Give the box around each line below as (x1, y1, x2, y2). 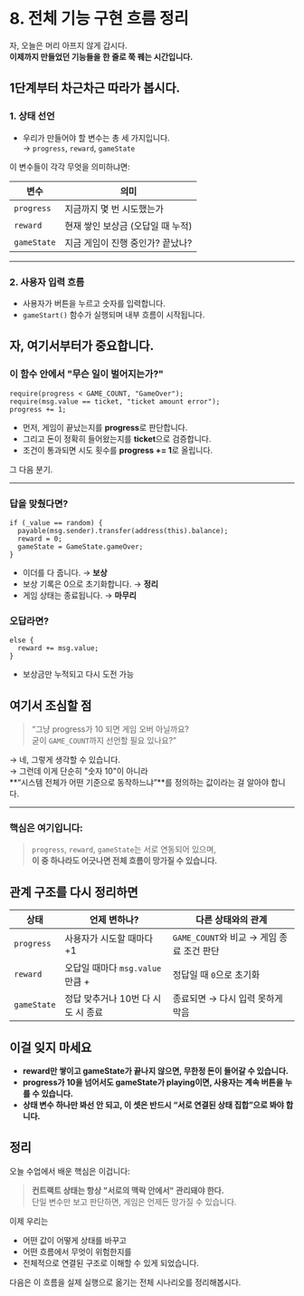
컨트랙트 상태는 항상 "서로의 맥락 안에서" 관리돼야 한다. (31, 1184, 224, 1195)
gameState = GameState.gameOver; (17, 541, 144, 551)
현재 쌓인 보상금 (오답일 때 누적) (64, 219, 193, 232)
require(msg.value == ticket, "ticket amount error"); (9, 396, 221, 406)
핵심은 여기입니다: (9, 822, 83, 834)
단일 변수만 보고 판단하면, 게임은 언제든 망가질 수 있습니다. (31, 1196, 237, 1207)
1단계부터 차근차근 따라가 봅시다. (9, 81, 181, 96)
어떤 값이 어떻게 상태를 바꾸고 (22, 1234, 127, 1245)
